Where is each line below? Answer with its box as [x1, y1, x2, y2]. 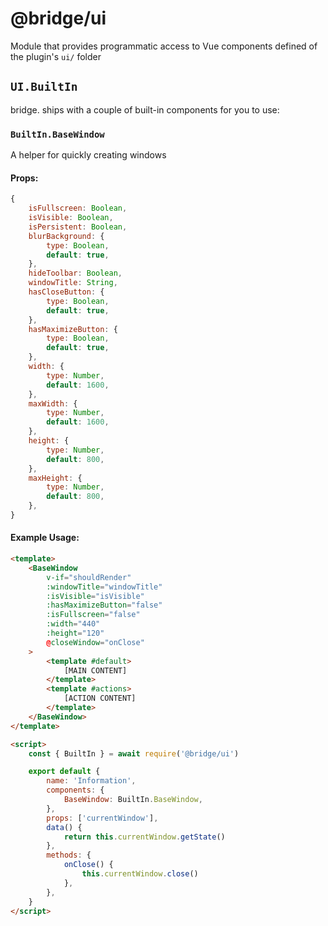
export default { [28, 767, 101, 777]
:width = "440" [46, 619, 101, 629]
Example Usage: [10, 532, 80, 544]
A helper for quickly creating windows [10, 149, 167, 161]
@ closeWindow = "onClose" [46, 637, 145, 647]
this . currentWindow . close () [81, 869, 199, 879]
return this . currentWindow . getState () [63, 832, 226, 842]
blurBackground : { [28, 231, 105, 241]
